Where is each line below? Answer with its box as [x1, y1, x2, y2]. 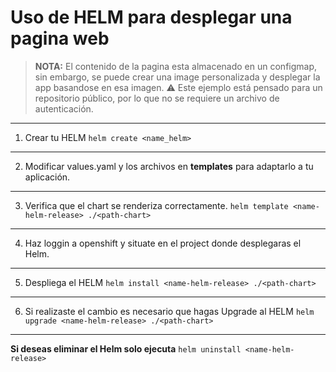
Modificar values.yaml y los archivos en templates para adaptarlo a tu [24, 160, 314, 172]
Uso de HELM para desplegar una [10, 6, 293, 29]
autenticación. [34, 102, 94, 115]
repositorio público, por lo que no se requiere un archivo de [34, 92, 280, 104]
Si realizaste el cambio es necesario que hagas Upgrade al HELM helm [24, 305, 315, 317]
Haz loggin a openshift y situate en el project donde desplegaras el [24, 237, 302, 249]
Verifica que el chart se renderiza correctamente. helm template [24, 199, 289, 211]
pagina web [10, 27, 110, 50]
